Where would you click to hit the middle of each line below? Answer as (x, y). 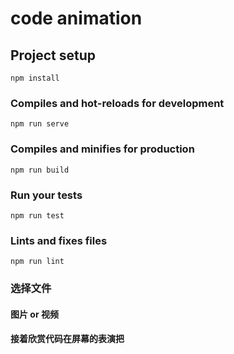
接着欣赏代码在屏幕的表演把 (67, 339)
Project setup (53, 55)
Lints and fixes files (59, 240)
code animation (76, 18)
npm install (35, 78)
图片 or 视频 (34, 314)
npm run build (40, 170)
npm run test (37, 215)
